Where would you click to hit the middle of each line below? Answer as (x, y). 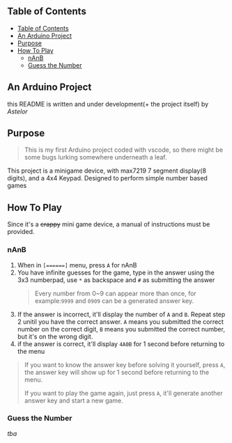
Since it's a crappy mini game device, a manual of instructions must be (109, 224)
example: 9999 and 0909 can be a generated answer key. (114, 301)
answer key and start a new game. (74, 401)
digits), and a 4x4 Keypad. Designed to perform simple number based (107, 178)
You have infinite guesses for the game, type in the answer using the (116, 272)
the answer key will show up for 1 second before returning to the (117, 372)
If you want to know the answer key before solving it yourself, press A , (125, 364)
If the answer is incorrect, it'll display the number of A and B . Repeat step (121, 314)
